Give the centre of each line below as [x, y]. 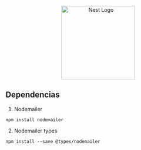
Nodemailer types [36, 131]
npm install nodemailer [35, 120]
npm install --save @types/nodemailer [53, 141]
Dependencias [33, 95]
